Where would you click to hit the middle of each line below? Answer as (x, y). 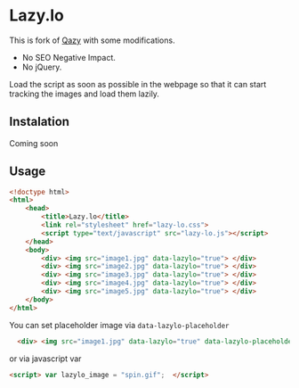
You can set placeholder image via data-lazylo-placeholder (119, 325)
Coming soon (34, 143)
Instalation (39, 122)
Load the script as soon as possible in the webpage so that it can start (138, 84)
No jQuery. (42, 67)
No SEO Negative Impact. (69, 57)
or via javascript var (45, 359)
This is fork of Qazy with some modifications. (92, 40)
